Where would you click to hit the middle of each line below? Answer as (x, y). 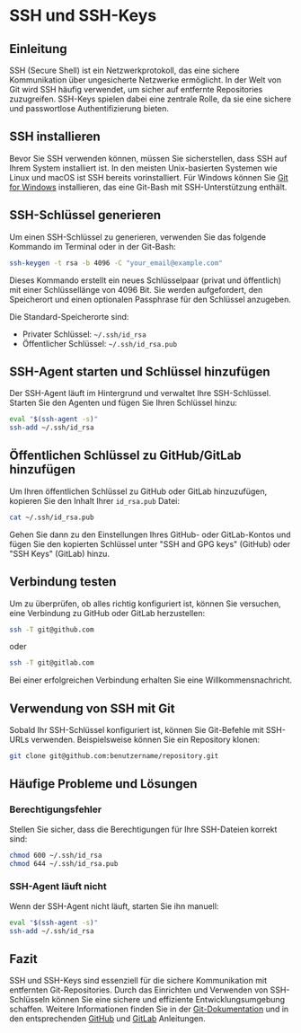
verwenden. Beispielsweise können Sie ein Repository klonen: (146, 740)
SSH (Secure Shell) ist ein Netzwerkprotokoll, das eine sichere (124, 70)
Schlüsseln (30, 1000)
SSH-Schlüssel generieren (85, 215)
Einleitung (38, 49)
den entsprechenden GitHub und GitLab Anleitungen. (108, 1019)
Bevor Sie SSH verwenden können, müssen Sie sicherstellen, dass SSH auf (148, 158)
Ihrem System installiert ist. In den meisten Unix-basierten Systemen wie (143, 168)
